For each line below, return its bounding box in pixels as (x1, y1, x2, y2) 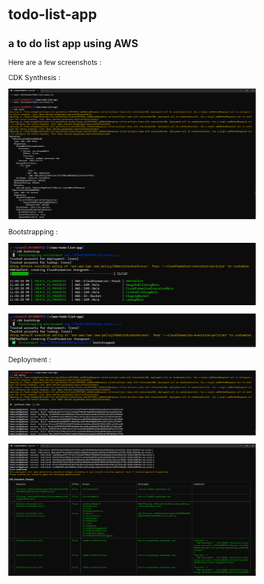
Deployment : (8, 355, 52, 365)
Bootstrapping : (8, 227, 58, 237)
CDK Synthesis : (8, 73, 60, 82)
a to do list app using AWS (8, 37, 139, 50)
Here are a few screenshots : (8, 57, 102, 67)
